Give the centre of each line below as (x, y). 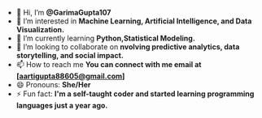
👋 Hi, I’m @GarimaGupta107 (63, 13)
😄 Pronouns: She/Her (53, 84)
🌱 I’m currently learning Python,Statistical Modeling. (105, 38)
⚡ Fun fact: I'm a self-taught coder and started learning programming (135, 94)
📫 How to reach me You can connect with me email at (109, 64)
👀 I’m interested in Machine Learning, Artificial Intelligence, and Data (134, 21)
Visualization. (40, 29)
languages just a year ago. (62, 105)
